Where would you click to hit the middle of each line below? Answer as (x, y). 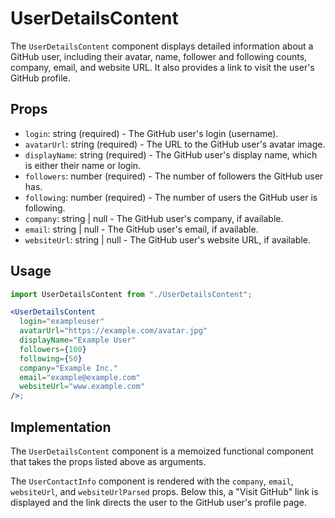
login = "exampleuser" (62, 322)
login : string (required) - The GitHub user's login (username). (151, 133)
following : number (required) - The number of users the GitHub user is (171, 197)
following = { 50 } (51, 358)
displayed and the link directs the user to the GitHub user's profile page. (158, 502)
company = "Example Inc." (68, 368)
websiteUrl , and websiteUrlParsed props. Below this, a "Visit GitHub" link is (164, 491)
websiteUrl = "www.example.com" (82, 387)
